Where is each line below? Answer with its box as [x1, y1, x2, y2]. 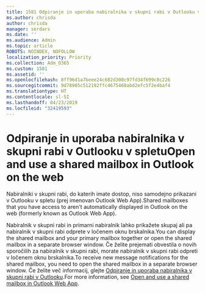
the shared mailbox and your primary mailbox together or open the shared [6, 235, 192, 242]
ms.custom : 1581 [6, 65, 48, 72]
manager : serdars [6, 26, 51, 32]
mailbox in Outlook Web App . [6, 280, 79, 287]
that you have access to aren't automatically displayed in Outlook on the [6, 203, 188, 211]
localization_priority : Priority [6, 54, 92, 60]
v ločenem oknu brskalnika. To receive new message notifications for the [6, 254, 189, 261]
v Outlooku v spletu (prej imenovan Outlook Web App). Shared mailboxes [6, 197, 189, 204]
